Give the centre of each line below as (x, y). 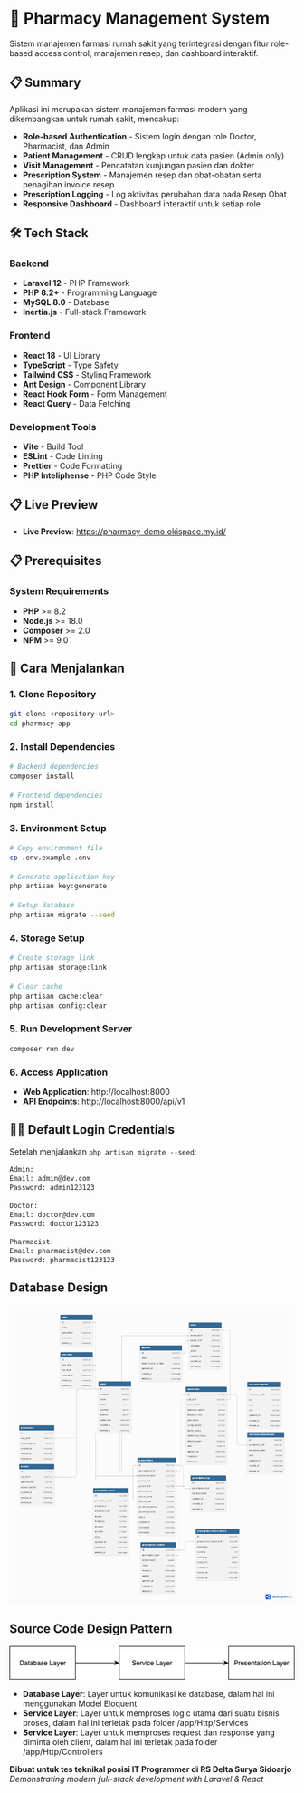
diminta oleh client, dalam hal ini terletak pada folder (120, 1741)
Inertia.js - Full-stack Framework (84, 312)
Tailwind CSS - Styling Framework (87, 374)
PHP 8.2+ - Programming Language (90, 292)
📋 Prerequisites (56, 561)
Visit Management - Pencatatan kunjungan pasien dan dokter (138, 165)
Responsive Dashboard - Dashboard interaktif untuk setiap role (141, 204)
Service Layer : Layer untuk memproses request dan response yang (149, 1732)
